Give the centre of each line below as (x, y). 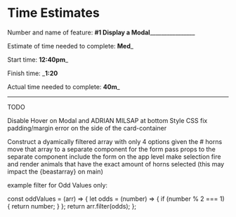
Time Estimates (53, 13)
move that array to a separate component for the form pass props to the (111, 149)
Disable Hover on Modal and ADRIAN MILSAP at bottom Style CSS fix (107, 120)
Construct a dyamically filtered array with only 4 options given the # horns (115, 141)
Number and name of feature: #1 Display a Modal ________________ (101, 32)
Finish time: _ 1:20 (33, 73)
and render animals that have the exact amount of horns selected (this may (116, 164)
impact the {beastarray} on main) (55, 171)
